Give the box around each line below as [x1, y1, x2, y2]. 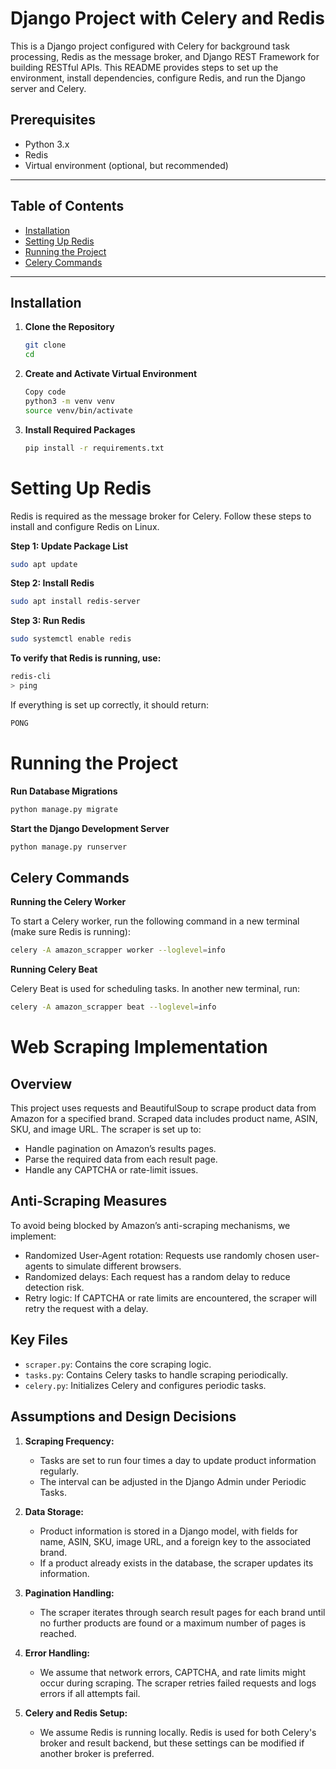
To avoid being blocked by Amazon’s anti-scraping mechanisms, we [10, 1219, 291, 1231]
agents [24, 1260, 54, 1272]
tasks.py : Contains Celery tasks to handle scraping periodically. [24, 1368, 289, 1381]
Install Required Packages [24, 423, 136, 436]
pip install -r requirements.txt [24, 443, 165, 453]
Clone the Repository [24, 321, 115, 333]
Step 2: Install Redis [10, 577, 95, 589]
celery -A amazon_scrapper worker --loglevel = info [10, 945, 226, 956]
